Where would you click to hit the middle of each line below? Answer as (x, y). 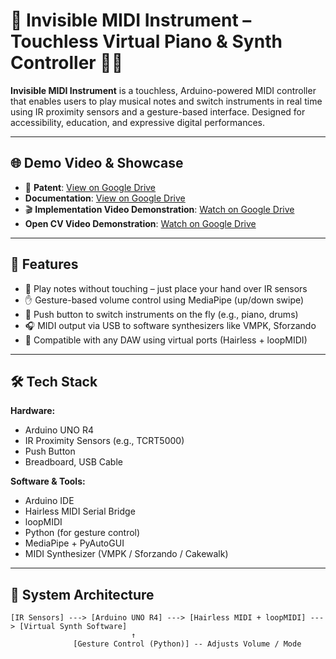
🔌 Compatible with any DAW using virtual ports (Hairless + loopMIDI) (166, 340)
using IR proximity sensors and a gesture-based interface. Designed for (158, 111)
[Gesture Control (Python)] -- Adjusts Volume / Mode (187, 644)
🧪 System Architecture (82, 594)
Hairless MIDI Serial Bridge (80, 511)
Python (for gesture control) (82, 533)
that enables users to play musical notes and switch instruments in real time (166, 101)
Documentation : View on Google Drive (105, 198)
